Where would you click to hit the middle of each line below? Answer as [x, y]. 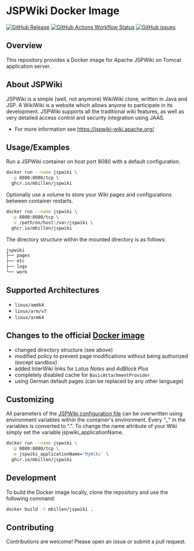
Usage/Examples [38, 147]
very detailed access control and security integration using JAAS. [86, 117]
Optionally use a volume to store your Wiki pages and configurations [89, 195]
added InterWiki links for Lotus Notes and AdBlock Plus [81, 369]
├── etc [16, 261]
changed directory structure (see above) [64, 350]
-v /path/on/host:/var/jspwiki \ [52, 223]
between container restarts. [40, 201]
